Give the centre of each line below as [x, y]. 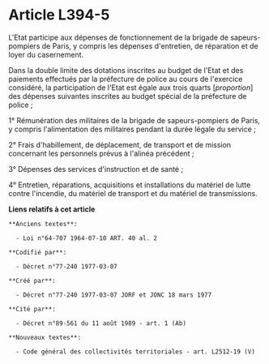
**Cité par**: [32, 309]
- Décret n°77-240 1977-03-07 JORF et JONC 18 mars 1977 [114, 295]
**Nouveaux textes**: [45, 337]
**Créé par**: [32, 280]
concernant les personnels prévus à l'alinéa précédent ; [101, 153]
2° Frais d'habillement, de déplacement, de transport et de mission [120, 144]
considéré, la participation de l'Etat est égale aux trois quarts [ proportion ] [131, 88]
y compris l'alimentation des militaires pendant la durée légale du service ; [132, 129]
